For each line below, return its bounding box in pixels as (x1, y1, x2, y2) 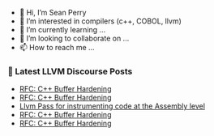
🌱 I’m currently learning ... (19, 25, 106, 34)
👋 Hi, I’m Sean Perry (19, 8, 87, 17)
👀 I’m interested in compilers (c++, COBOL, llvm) (19, 16, 182, 26)
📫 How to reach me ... (19, 43, 95, 52)
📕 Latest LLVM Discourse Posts (7, 66, 133, 77)
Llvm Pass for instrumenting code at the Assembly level (19, 101, 206, 111)
